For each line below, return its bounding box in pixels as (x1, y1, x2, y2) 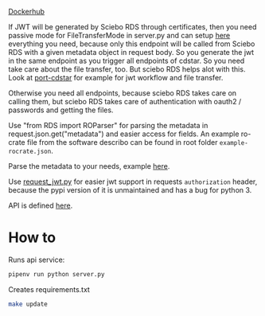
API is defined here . (8, 201, 73, 210)
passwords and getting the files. (8, 105, 114, 115)
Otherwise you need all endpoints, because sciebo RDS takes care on (8, 88, 237, 98)
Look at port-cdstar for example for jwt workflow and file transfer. (8, 73, 224, 82)
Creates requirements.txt (8, 284, 90, 294)
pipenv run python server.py (8, 270, 105, 278)
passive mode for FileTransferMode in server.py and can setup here (8, 31, 231, 40)
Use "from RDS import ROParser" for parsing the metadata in (8, 121, 208, 130)
